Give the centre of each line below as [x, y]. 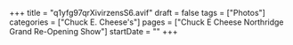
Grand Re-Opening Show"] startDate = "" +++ [94, 31]
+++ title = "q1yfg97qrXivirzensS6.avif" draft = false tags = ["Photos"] [137, 13]
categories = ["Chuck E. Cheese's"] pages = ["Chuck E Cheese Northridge [146, 22]
